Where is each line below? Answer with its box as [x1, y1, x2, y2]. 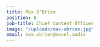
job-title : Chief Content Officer [6, 20, 95, 26]
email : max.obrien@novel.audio [6, 32, 86, 38]
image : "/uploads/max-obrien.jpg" [6, 26, 95, 32]
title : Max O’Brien [6, 9, 56, 15]
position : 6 [6, 15, 37, 21]
